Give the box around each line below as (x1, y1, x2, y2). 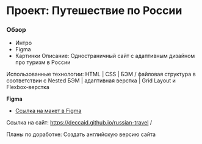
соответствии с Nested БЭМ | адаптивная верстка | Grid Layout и (6, 77, 176, 84)
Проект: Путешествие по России (6, 4, 182, 18)
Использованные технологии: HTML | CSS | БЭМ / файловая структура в (6, 71, 197, 78)
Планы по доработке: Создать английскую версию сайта (6, 131, 156, 138)
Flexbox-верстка (6, 84, 50, 91)
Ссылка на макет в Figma (15, 107, 82, 115)
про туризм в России (15, 59, 71, 66)
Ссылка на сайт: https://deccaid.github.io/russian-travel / (6, 119, 153, 126)
